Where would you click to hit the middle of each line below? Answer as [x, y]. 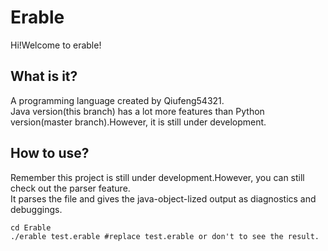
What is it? [44, 76]
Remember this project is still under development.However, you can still [157, 177]
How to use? [50, 153]
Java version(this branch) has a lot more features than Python [137, 111]
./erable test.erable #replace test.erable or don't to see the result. [165, 236]
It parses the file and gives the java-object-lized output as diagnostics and [163, 198]
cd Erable [31, 227]
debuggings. [36, 209]
